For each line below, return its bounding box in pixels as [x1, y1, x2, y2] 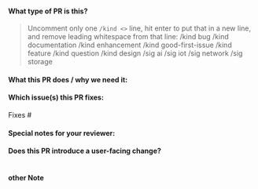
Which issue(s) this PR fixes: [8, 93, 105, 102]
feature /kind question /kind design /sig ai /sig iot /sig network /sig [27, 49, 243, 58]
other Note [8, 173, 45, 183]
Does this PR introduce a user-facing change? [8, 146, 161, 156]
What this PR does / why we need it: [8, 75, 128, 84]
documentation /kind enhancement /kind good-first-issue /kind [27, 40, 232, 50]
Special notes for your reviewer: [8, 128, 116, 137]
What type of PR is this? [8, 6, 88, 16]
